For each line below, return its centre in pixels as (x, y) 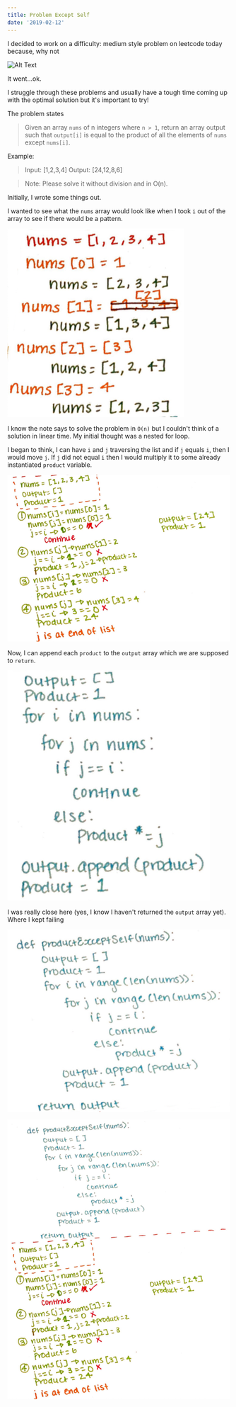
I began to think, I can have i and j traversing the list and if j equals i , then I (118, 449)
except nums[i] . (47, 142)
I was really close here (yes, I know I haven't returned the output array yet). (117, 912)
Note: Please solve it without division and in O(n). (96, 183)
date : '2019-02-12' (36, 22)
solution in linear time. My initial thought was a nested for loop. (99, 436)
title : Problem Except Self (49, 15)
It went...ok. (24, 79)
